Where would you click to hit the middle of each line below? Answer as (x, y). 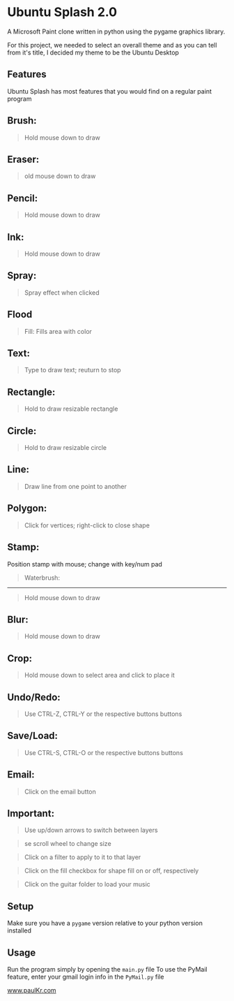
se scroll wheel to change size (68, 844)
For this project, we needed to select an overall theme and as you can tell (112, 45)
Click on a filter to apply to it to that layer (83, 857)
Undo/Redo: (34, 697)
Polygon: (27, 508)
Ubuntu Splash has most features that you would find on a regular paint (110, 91)
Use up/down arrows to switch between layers (91, 830)
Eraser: (23, 159)
